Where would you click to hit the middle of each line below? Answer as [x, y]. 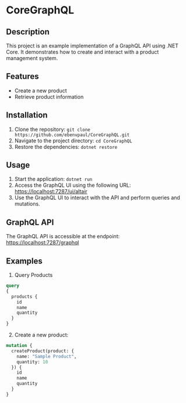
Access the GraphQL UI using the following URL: [73, 185]
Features [22, 77]
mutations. [27, 204]
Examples [24, 261]
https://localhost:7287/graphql [43, 242]
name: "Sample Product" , [47, 356]
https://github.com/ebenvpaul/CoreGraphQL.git [72, 135]
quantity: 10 [32, 362]
